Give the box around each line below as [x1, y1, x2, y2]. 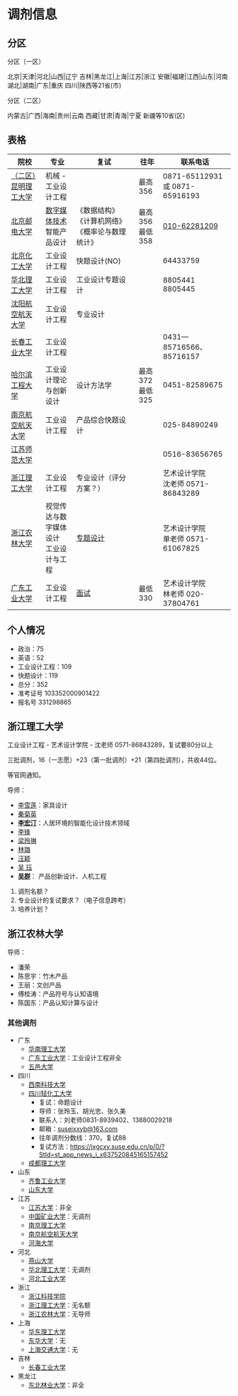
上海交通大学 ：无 [28, 1345, 79, 1353]
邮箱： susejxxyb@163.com [38, 1124, 118, 1133]
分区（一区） [7, 58, 45, 65]
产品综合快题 [76, 415, 119, 425]
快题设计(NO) [76, 256, 122, 266]
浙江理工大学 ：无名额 [28, 1301, 91, 1309]
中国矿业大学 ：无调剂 [28, 1212, 91, 1221]
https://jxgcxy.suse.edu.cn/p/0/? [69, 1142, 165, 1151]
